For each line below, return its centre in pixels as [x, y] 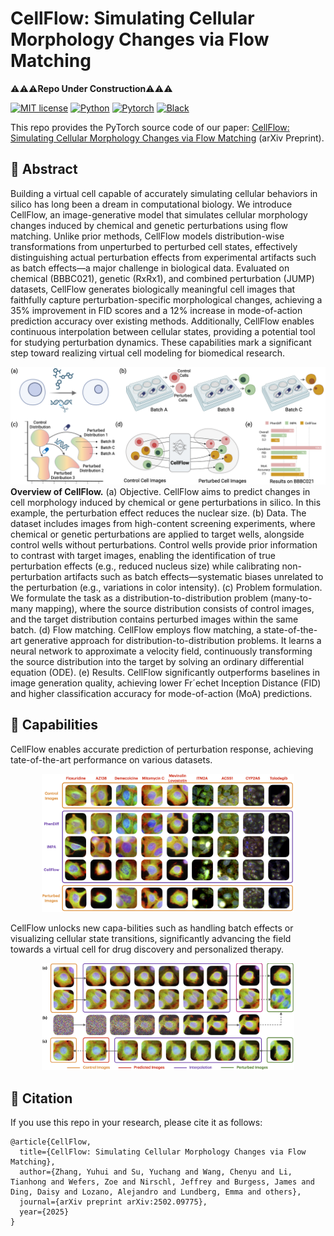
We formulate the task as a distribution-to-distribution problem [139, 598]
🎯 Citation [41, 1098]
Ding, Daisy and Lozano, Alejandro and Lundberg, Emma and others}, [156, 1192]
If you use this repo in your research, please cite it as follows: [136, 1122]
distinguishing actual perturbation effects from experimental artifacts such [163, 257]
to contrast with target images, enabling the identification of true [143, 555]
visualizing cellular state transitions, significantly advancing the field [151, 939]
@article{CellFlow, [51, 1142]
